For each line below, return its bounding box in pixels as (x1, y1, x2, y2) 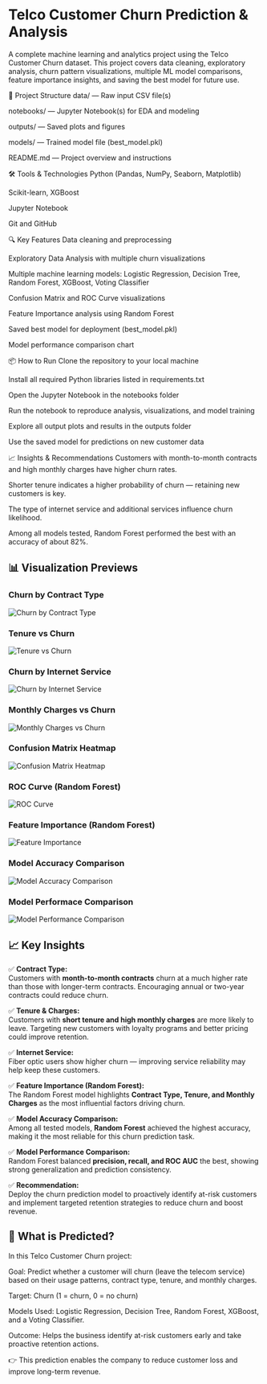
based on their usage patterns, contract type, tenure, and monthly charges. (8, 1275, 257, 1284)
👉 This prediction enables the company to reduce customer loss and (8, 1355, 238, 1365)
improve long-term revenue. (8, 1366, 101, 1376)
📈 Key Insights (8, 938, 86, 952)
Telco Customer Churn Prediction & (8, 6, 249, 24)
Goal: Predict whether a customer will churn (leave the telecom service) (8, 1267, 245, 1276)
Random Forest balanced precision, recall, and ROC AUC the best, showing (8, 1156, 259, 1165)
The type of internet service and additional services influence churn (8, 504, 233, 514)
